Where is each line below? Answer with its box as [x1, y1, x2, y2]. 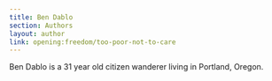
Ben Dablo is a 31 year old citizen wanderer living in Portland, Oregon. [9, 62, 264, 72]
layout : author [9, 29, 66, 38]
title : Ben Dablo [9, 12, 74, 22]
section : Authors [9, 21, 74, 30]
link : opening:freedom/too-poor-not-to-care [9, 37, 176, 47]
